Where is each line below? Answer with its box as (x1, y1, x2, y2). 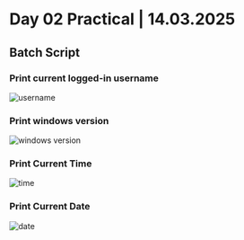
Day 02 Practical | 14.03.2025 (9, 9, 236, 30)
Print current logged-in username (9, 72, 160, 84)
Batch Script (9, 45, 81, 60)
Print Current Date (9, 200, 91, 213)
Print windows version (9, 114, 109, 127)
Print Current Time (9, 157, 92, 170)
